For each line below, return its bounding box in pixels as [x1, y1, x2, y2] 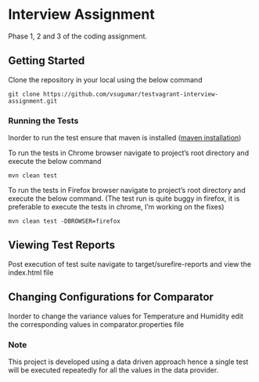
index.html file [8, 267, 54, 277]
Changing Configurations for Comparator [8, 290, 214, 304]
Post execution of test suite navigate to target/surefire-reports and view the [8, 259, 252, 268]
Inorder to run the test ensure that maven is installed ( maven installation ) [8, 133, 242, 143]
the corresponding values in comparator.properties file [8, 319, 185, 329]
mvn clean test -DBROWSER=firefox [8, 217, 121, 225]
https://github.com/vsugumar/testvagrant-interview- [42, 90, 219, 98]
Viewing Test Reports [8, 238, 116, 252]
